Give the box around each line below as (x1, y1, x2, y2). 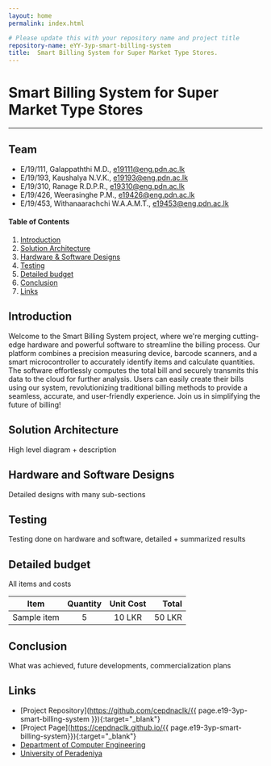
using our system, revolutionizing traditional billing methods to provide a (8, 383, 248, 392)
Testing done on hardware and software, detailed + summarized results (8, 534, 246, 544)
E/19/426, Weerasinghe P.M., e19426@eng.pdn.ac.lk (19, 190, 195, 199)
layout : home (8, 11, 52, 20)
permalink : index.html (8, 19, 85, 27)
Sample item (12, 612, 60, 623)
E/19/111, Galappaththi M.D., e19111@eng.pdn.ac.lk (19, 164, 186, 174)
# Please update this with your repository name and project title (8, 34, 240, 42)
